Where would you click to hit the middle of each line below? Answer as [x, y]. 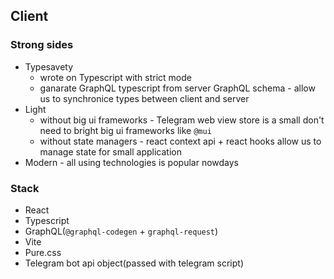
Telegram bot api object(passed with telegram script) [134, 263]
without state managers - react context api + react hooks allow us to [180, 141]
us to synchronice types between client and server [144, 98]
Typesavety [49, 66]
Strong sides [42, 45]
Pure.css [43, 252]
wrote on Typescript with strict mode [115, 77]
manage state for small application [111, 151]
